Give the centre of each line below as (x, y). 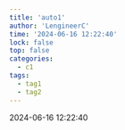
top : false (29, 51)
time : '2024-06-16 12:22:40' (63, 34)
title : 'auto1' (37, 17)
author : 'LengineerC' (50, 26)
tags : (19, 76)
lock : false (31, 42)
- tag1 (29, 84)
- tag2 (29, 92)
